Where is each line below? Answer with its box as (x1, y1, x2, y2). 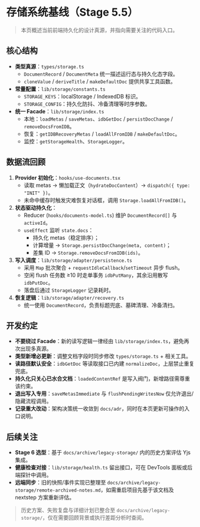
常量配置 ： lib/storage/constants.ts (14, 85, 106, 92)
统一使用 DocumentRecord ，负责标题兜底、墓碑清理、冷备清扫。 (23, 301, 178, 309)
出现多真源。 (20, 345, 52, 353)
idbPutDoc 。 (23, 279, 54, 286)
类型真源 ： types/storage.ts (14, 62, 85, 70)
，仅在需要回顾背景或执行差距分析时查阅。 (42, 514, 147, 522)
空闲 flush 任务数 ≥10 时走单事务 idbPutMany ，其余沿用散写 (23, 271, 168, 279)
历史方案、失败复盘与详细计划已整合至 (20, 507, 115, 514)
